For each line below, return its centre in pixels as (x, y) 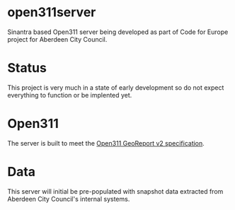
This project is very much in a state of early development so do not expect (116, 87)
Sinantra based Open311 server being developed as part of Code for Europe (118, 32)
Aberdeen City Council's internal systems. (69, 199)
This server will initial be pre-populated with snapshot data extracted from (115, 191)
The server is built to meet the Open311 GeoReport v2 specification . (106, 143)
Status (27, 68)
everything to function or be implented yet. (70, 95)
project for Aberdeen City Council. (57, 39)
